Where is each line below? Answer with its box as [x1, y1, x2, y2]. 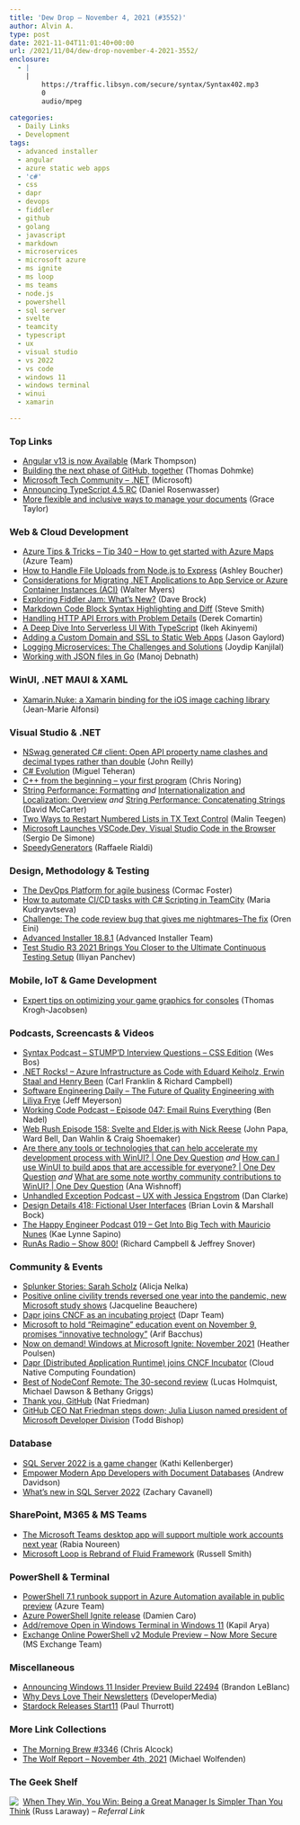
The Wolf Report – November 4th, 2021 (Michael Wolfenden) [22, 1753, 247, 1764]
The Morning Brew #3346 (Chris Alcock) [22, 1743, 173, 1754]
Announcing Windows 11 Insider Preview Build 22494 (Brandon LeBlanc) [22, 1682, 290, 1693]
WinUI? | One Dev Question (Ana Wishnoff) [22, 1180, 182, 1191]
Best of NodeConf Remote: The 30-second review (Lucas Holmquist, [22, 1376, 278, 1387]
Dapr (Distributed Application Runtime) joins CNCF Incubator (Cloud [22, 1358, 274, 1368]
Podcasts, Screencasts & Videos [9, 1027, 154, 1039]
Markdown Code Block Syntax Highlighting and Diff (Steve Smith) [22, 603, 265, 614]
